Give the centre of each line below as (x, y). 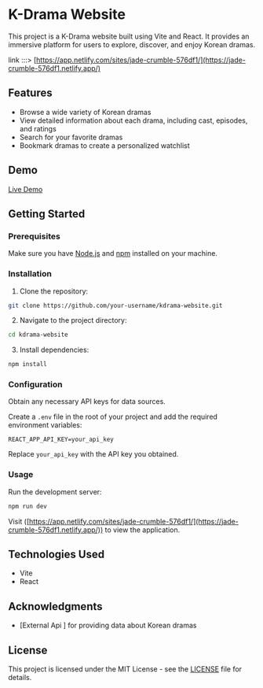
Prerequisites (34, 236)
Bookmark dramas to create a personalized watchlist (104, 145)
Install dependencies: (54, 350)
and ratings (38, 128)
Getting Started (47, 214)
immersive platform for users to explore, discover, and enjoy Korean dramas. (132, 44)
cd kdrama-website (38, 335)
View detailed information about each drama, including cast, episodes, (133, 120)
